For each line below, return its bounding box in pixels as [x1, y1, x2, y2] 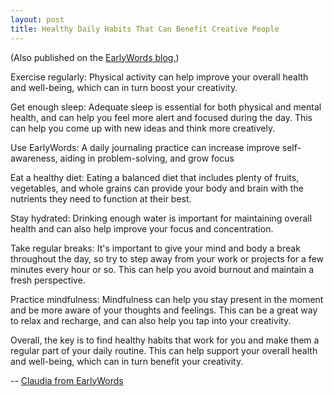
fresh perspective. [10, 274, 86, 286]
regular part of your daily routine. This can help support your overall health [10, 344, 318, 356]
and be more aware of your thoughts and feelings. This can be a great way [10, 304, 318, 316]
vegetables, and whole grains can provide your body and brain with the [10, 182, 304, 194]
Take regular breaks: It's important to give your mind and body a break [10, 242, 301, 254]
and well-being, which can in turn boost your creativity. [10, 81, 238, 93]
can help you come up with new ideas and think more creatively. [10, 122, 276, 134]
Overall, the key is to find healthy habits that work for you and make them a [10, 334, 320, 346]
